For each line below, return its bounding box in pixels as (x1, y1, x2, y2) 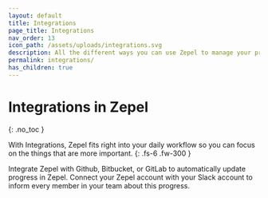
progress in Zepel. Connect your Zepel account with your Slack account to (8, 172, 253, 182)
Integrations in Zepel (8, 97, 149, 116)
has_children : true (8, 64, 73, 72)
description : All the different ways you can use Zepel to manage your (8, 49, 251, 57)
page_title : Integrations (8, 26, 94, 34)
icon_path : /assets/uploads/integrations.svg (8, 42, 162, 49)
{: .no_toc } (8, 125, 45, 134)
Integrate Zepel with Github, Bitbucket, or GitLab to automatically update (8, 164, 246, 173)
